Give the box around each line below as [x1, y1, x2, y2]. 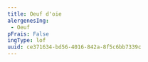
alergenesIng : [7, 17, 50, 24]
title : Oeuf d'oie [7, 10, 62, 18]
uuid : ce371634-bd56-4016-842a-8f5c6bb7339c [7, 43, 142, 51]
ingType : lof [7, 37, 46, 44]
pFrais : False [7, 30, 50, 38]
